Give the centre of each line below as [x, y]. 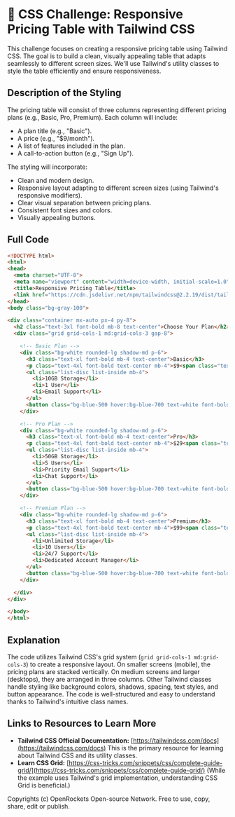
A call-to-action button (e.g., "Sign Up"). [76, 153]
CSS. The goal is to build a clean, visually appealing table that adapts [107, 56]
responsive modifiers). [50, 195]
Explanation [34, 640]
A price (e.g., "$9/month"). [56, 138]
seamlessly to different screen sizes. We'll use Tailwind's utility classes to [113, 63]
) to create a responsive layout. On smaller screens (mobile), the [118, 664]
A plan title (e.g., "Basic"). [55, 131]
